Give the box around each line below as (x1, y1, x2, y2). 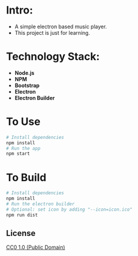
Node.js (14, 69, 35, 77)
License (6, 228, 36, 238)
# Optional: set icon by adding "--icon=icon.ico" (6, 207, 133, 212)
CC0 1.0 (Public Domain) (6, 244, 66, 251)
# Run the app (6, 145, 41, 151)
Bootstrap (14, 82, 40, 89)
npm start (6, 151, 31, 157)
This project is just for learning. (14, 29, 90, 36)
